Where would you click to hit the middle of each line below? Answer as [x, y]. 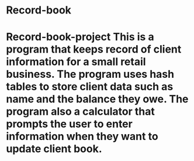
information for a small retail [76, 62]
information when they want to [82, 137]
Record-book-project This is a [80, 37]
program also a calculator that [80, 112]
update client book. [54, 149]
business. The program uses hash [90, 74]
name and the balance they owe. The [97, 99]
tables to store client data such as [90, 87]
